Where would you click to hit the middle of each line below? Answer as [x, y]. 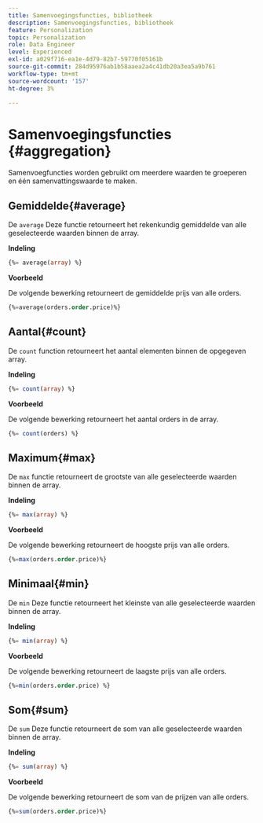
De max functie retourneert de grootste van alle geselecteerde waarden [122, 477]
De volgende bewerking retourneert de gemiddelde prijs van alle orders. [125, 293]
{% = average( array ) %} [45, 263]
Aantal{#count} [47, 332]
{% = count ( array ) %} [42, 389]
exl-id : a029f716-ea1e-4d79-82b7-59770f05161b [86, 60]
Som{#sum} [38, 709]
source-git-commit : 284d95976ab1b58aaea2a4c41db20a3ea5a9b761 [112, 67]
